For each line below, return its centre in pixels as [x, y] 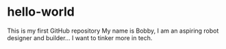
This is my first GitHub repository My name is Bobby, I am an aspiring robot [113, 31]
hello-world [41, 12]
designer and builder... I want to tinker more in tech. [80, 37]
